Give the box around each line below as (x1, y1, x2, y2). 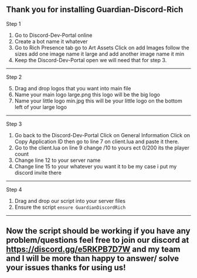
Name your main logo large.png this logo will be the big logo (14, 91, 160, 98)
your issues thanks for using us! (6, 263, 126, 273)
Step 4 (6, 186, 22, 193)
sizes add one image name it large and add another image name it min (14, 50, 185, 57)
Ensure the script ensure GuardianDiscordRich (14, 204, 126, 211)
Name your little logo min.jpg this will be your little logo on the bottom (14, 97, 183, 104)
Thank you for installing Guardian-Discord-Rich (6, 5, 184, 15)
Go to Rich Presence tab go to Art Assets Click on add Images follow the (14, 44, 189, 51)
